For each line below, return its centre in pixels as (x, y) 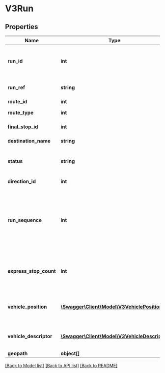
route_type (21, 113)
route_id (17, 101)
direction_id (22, 181)
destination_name (29, 141)
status (15, 161)
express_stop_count (32, 271)
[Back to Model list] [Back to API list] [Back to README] (61, 366)
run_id (15, 61)
